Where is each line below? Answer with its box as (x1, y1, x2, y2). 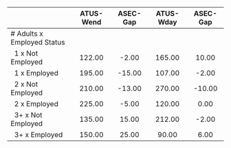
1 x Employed (14, 69, 58, 77)
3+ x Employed (14, 130, 63, 139)
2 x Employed (14, 99, 58, 108)
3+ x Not (14, 110, 43, 119)
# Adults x (10, 29, 43, 38)
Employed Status (10, 38, 65, 47)
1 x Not (14, 49, 38, 58)
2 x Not (14, 79, 38, 88)
